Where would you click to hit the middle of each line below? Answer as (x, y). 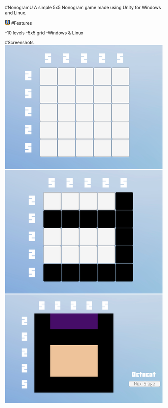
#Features (22, 23)
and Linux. (16, 13)
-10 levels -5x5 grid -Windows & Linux (44, 33)
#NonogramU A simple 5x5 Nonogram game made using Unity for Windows (83, 7)
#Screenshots (19, 42)
